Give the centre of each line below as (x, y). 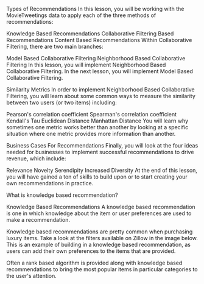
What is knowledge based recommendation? (62, 195)
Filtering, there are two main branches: (55, 46)
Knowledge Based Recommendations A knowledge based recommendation (101, 207)
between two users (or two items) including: (62, 102)
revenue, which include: (36, 158)
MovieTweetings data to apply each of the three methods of (81, 15)
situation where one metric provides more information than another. (91, 134)
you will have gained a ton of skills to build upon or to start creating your (97, 177)
